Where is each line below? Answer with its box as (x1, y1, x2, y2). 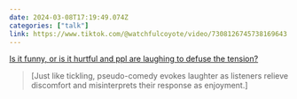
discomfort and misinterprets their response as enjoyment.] (30, 80, 248, 91)
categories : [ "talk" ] (9, 21, 90, 30)
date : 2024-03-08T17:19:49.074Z (9, 12, 129, 22)
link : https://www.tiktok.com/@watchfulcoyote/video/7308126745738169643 (9, 29, 288, 38)
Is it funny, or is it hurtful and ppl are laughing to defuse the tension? (9, 54, 259, 65)
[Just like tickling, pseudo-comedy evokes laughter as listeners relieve (30, 71, 289, 81)
